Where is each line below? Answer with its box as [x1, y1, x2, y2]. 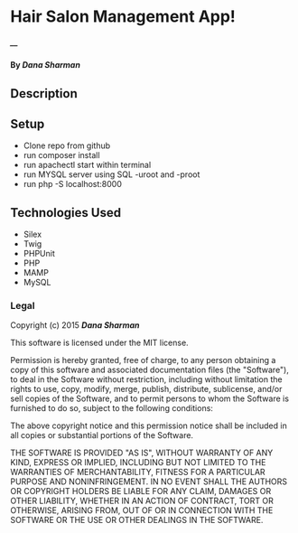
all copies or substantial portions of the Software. [10, 430, 193, 441]
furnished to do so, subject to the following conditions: [10, 403, 213, 414]
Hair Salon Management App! [10, 6, 236, 27]
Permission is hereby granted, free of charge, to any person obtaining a [10, 355, 276, 366]
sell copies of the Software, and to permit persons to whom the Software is [10, 393, 290, 404]
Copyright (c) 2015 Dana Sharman [10, 320, 140, 331]
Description [10, 86, 78, 101]
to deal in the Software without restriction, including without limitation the [10, 374, 283, 385]
